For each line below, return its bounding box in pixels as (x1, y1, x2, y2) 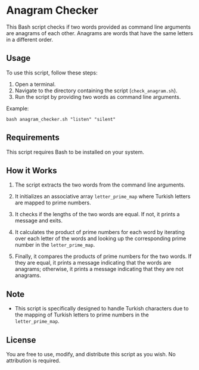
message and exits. (14, 217, 63, 224)
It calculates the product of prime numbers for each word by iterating (14, 229, 185, 236)
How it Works (6, 165, 57, 176)
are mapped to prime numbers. (14, 199, 91, 206)
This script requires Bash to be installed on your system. (6, 148, 144, 156)
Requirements (6, 132, 60, 143)
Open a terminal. (14, 80, 56, 88)
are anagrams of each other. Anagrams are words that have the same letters (6, 29, 194, 36)
